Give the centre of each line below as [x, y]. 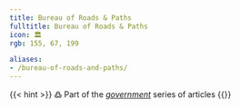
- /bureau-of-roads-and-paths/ [69, 68]
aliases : [26, 60]
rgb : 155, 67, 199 [44, 43]
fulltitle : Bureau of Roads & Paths [79, 26]
